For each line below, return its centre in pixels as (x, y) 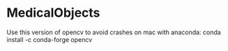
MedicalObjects (53, 13)
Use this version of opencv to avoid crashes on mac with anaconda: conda (114, 32)
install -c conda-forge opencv (50, 39)
